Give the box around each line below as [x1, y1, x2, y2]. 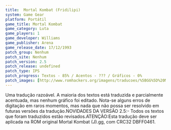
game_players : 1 [5, 31, 40, 36]
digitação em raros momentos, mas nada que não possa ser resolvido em [5, 102, 159, 109]
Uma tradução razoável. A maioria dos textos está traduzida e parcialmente [5, 92, 163, 98]
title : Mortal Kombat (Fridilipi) [5, 7, 81, 13]
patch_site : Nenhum [5, 54, 47, 60]
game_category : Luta [5, 26, 49, 31]
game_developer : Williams [5, 36, 60, 41]
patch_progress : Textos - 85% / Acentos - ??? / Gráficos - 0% [5, 73, 142, 78]
